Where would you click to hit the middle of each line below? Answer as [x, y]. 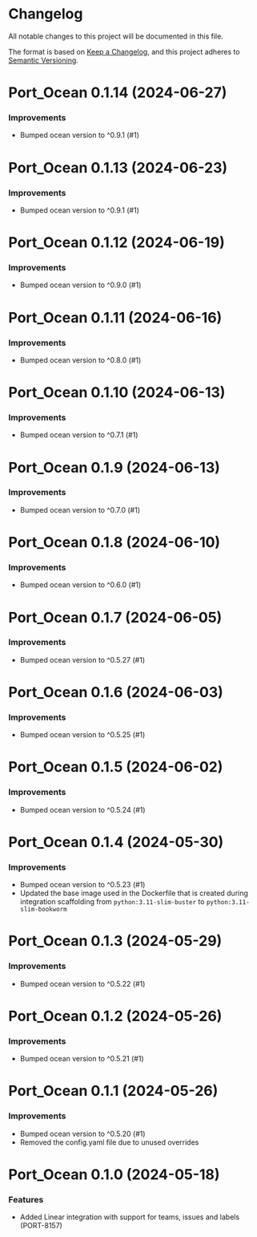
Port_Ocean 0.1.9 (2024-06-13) [114, 467]
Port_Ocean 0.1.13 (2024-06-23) [118, 167]
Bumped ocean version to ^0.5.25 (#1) [82, 735]
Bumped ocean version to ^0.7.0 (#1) [80, 509]
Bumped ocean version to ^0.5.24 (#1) [82, 809]
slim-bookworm [43, 910]
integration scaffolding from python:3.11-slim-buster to [112, 902]
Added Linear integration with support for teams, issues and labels [130, 1217]
